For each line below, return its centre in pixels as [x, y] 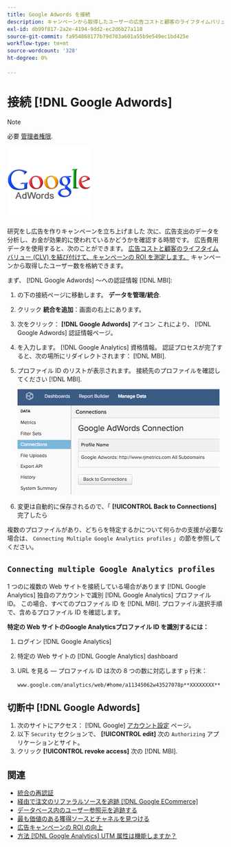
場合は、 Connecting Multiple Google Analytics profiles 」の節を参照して [114, 538]
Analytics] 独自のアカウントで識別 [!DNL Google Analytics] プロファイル [109, 594]
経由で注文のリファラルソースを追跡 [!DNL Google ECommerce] [108, 802]
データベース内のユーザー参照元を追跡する [77, 810]
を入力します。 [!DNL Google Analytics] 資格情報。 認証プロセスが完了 [117, 347]
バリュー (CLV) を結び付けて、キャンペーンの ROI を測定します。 [98, 257]
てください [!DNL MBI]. [49, 379]
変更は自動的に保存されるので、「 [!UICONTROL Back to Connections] [117, 506]
